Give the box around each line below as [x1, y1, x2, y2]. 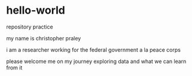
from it [6, 64, 23, 71]
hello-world [6, 4, 66, 17]
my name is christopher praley [6, 34, 81, 42]
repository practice [6, 23, 53, 30]
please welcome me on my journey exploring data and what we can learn [6, 58, 187, 65]
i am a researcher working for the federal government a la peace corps [6, 46, 181, 53]
